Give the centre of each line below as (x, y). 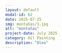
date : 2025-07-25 (23, 19)
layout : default (22, 10)
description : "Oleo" (27, 43)
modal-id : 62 (19, 15)
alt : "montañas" (22, 29)
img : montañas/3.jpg (27, 24)
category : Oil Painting (30, 38)
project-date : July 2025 (31, 33)
